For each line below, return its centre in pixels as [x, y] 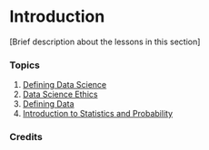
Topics [25, 65]
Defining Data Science [65, 85]
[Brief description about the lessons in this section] [105, 42]
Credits [26, 137]
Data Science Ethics [60, 94]
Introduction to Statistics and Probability [98, 114]
